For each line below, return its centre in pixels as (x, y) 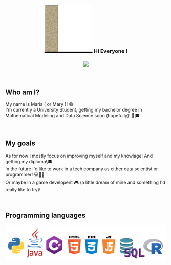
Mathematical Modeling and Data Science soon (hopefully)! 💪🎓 (73, 116)
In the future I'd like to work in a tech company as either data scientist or (82, 169)
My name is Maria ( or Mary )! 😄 (39, 104)
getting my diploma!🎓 (29, 161)
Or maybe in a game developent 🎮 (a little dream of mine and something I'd (85, 182)
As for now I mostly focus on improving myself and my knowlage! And (79, 156)
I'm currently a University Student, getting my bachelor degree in (74, 110)
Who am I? (23, 92)
